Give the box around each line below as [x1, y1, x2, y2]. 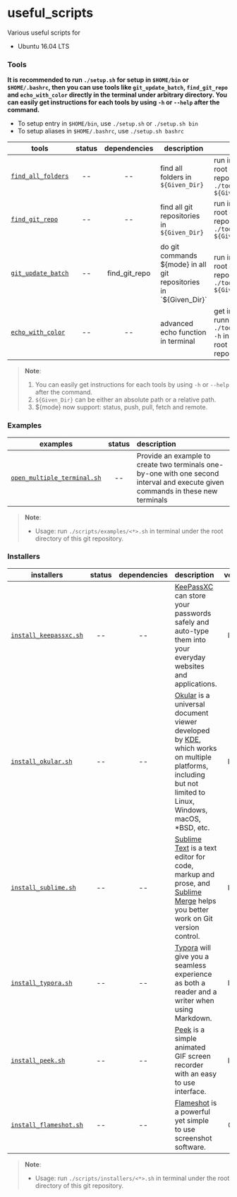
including [174, 769, 206, 779]
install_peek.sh [11, 1057, 66, 1064]
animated [174, 1042, 206, 1052]
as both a [174, 978, 206, 987]
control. [174, 931, 200, 941]
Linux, [174, 796, 195, 806]
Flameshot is [174, 1097, 217, 1107]
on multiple [174, 752, 212, 762]
